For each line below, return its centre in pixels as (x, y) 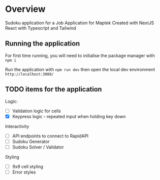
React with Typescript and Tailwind (41, 28)
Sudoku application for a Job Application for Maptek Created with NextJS (80, 23)
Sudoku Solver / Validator (38, 147)
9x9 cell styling (28, 166)
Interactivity (17, 126)
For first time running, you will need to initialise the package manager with (80, 55)
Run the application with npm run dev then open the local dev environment (80, 69)
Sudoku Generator (31, 141)
